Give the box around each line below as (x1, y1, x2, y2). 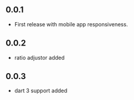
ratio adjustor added (14, 54, 65, 61)
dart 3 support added (14, 87, 67, 95)
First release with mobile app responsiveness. (14, 20, 129, 28)
